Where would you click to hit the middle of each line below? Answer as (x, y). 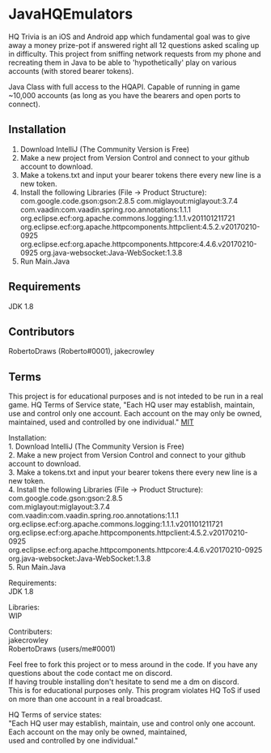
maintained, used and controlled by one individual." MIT (101, 422)
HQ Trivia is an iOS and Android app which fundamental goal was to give (129, 37)
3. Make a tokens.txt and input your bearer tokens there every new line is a (133, 472)
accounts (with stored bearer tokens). (71, 71)
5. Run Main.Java (37, 567)
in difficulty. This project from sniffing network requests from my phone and (135, 54)
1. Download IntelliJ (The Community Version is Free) (96, 446)
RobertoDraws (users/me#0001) (62, 649)
